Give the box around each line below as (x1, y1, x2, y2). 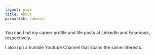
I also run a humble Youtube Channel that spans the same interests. (5, 45, 143, 51)
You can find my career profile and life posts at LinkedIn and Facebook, (5, 30, 151, 36)
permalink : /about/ (5, 16, 45, 21)
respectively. (5, 35, 31, 41)
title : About (5, 12, 32, 17)
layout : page (5, 7, 32, 12)
